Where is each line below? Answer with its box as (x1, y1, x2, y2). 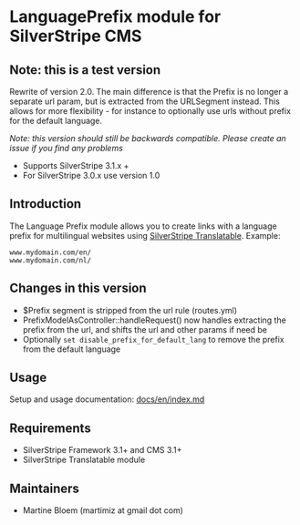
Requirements (9, 420, 91, 436)
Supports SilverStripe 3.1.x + (22, 160, 129, 170)
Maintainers (9, 480, 80, 496)
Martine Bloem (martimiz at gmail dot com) (22, 505, 184, 516)
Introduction (9, 196, 82, 211)
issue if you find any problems (9, 143, 123, 153)
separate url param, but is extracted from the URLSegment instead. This (9, 96, 280, 107)
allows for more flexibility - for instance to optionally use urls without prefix (9, 106, 292, 116)
